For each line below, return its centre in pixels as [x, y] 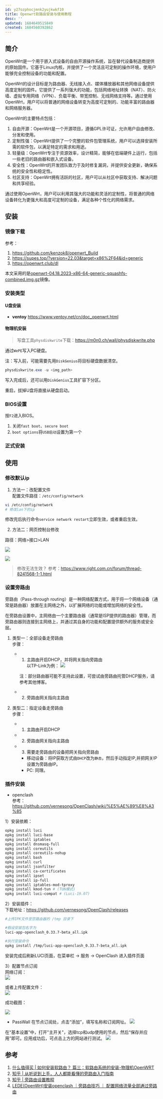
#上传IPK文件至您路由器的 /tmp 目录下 [40, 919]
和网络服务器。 [20, 108]
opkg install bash [24, 858]
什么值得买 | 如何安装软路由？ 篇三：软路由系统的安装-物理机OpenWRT [83, 1067]
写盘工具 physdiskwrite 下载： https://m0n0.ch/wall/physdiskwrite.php [86, 340]
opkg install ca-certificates [36, 871]
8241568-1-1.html [34, 574]
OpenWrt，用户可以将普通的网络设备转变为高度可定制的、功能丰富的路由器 [80, 102]
